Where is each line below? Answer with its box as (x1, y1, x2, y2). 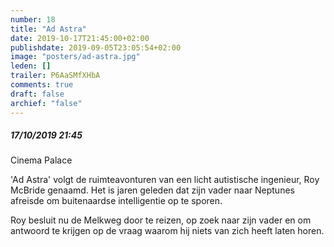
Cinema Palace (10, 154, 73, 166)
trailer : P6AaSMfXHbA (10, 71, 101, 81)
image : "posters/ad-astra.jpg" (10, 52, 141, 62)
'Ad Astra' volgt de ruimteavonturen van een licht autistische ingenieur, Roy (10, 174, 320, 186)
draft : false (10, 89, 65, 99)
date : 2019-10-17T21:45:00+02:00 (10, 33, 150, 43)
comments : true (10, 80, 74, 90)
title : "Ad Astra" (10, 24, 87, 34)
